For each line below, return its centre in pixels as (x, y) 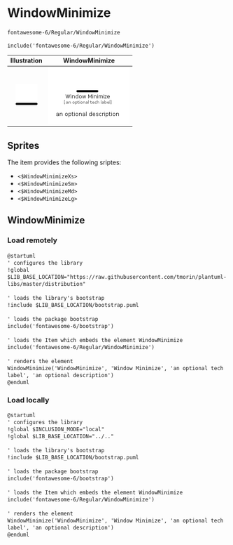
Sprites (23, 145)
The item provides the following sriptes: (64, 162)
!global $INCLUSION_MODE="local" (56, 429)
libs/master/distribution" (47, 284)
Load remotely (33, 240)
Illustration (27, 60)
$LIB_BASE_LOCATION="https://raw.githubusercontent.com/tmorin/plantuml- (117, 277)
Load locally (28, 400)
